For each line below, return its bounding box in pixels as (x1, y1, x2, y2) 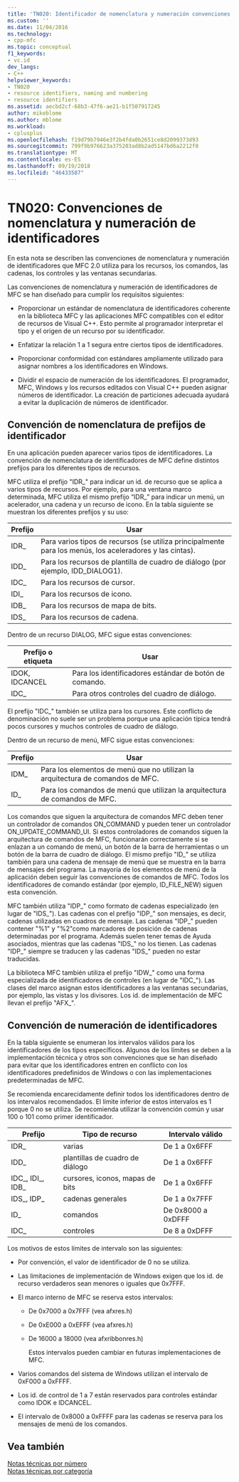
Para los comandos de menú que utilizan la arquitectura (41, 785, 227, 795)
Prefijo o (23, 647, 53, 657)
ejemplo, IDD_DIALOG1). (41, 566, 123, 576)
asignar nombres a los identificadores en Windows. (17, 361, 169, 370)
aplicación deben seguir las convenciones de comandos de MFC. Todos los (7, 873, 229, 882)
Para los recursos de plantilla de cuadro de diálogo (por (41, 557, 226, 567)
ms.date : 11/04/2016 (7, 23, 69, 31)
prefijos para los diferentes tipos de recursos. (7, 464, 141, 472)
